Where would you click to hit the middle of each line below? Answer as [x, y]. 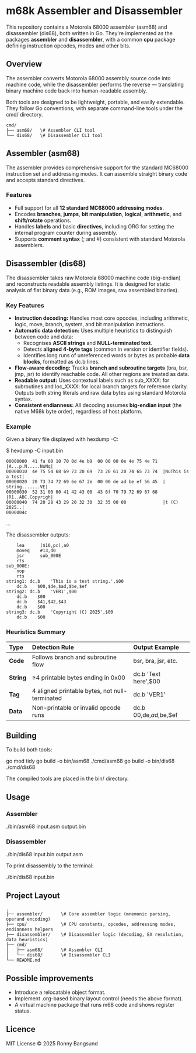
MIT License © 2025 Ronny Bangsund [52, 1043]
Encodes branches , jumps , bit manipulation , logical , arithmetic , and [98, 214]
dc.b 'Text [147, 673]
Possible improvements [50, 978]
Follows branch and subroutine [74, 657]
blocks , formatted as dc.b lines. [62, 361]
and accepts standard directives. [45, 180]
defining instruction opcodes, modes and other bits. [68, 46]
